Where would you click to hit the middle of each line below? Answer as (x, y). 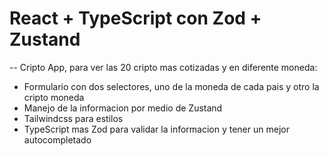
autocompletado (57, 139)
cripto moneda (54, 97)
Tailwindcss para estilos (73, 118)
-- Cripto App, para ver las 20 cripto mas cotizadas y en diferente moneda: (163, 67)
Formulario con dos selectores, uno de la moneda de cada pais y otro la (171, 86)
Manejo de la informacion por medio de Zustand (123, 108)
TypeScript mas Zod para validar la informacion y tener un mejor (156, 129)
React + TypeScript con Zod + (135, 18)
